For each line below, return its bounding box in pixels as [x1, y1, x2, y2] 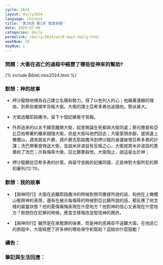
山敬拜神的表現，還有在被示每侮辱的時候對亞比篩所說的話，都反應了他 [12, 197, 154, 203]
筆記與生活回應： [5, 254, 46, 261]
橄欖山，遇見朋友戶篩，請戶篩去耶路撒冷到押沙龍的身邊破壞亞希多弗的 [12, 137, 154, 143]
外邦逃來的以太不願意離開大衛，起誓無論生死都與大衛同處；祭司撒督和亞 [12, 125, 158, 131]
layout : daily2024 [5, 12, 43, 17]
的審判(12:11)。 [12, 165, 42, 172]
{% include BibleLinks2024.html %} [5, 72, 77, 78]
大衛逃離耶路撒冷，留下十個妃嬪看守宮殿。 [12, 114, 98, 120]
